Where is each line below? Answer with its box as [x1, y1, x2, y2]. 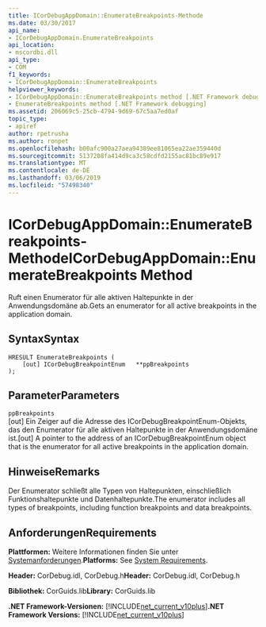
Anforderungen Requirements [8, 525, 157, 540]
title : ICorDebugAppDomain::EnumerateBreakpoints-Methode [8, 11, 203, 20]
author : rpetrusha [8, 129, 69, 137]
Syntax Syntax [8, 333, 80, 346]
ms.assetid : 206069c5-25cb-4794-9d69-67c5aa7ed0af [8, 108, 179, 116]
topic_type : [8, 115, 47, 123]
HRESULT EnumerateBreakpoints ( [8, 353, 115, 361]
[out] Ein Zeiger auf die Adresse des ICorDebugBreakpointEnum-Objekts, [8, 417, 248, 426]
